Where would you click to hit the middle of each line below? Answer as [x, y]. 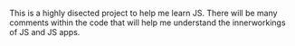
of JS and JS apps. [45, 32]
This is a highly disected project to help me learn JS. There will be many [143, 13]
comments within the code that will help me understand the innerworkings [148, 23]
